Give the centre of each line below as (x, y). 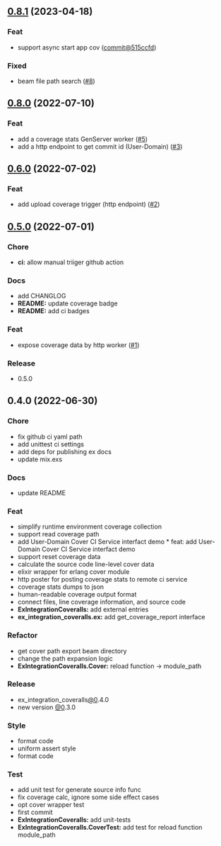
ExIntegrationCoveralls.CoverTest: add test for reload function (110, 828)
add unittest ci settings (51, 444)
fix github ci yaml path (50, 436)
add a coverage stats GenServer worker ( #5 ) (83, 139)
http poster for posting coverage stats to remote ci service (102, 580)
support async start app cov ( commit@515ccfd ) (87, 47)
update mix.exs (40, 459)
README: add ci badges (53, 311)
